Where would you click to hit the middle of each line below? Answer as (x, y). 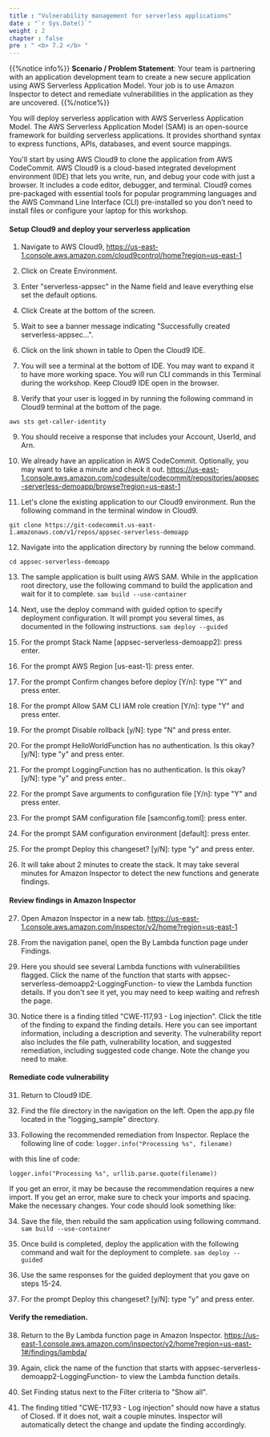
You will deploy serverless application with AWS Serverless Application (126, 118)
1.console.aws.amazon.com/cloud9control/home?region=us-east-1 (131, 256)
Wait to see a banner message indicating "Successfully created (125, 326)
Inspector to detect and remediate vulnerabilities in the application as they (131, 94)
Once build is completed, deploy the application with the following (129, 1243)
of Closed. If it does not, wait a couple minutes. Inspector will (121, 1416)
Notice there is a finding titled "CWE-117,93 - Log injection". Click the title (141, 1016)
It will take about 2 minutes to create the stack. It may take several (130, 865)
